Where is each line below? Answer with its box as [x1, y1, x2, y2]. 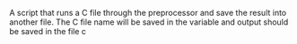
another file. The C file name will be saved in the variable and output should [9, 17, 289, 27]
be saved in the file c [9, 26, 87, 36]
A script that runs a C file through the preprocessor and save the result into [9, 8, 287, 18]
